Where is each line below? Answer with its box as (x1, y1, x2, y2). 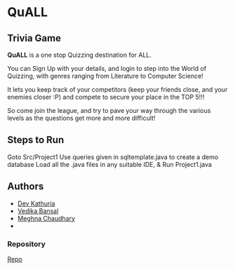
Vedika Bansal (17, 206, 59, 215)
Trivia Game (7, 32, 62, 44)
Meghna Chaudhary (17, 214, 76, 222)
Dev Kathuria (17, 199, 55, 208)
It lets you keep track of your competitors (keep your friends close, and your (7, 86, 228, 93)
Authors (7, 180, 44, 193)
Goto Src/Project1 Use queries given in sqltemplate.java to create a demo (7, 152, 219, 161)
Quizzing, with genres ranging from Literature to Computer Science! (7, 72, 203, 80)
